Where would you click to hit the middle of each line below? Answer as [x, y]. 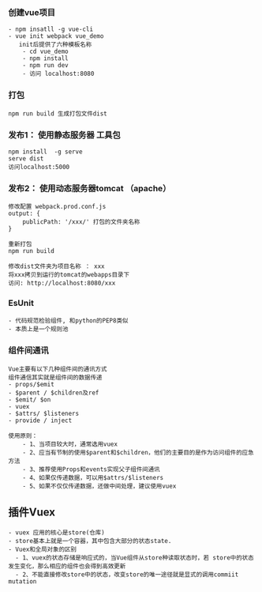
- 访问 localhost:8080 [58, 74]
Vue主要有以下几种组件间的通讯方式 [58, 369]
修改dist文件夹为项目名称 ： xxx [56, 266]
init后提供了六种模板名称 [55, 45]
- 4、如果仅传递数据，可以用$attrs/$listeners [93, 477]
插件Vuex [32, 513]
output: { [24, 214]
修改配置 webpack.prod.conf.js [57, 207]
